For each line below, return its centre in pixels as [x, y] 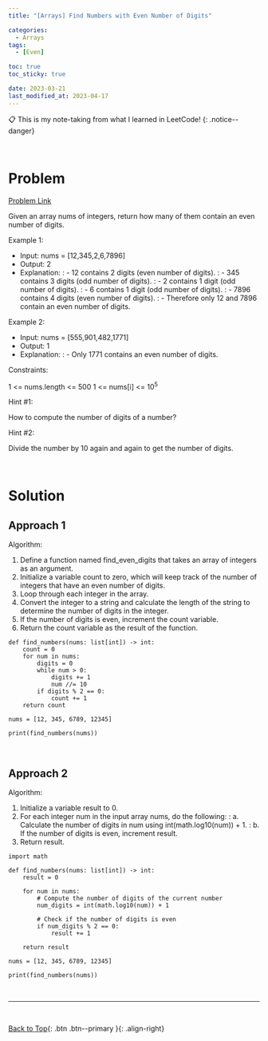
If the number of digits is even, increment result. [99, 833]
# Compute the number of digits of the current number [130, 899]
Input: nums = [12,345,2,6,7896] [73, 255]
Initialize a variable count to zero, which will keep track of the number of [138, 577]
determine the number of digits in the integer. [94, 611]
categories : [28, 30]
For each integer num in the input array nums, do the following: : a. [129, 817]
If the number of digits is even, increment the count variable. [119, 619]
